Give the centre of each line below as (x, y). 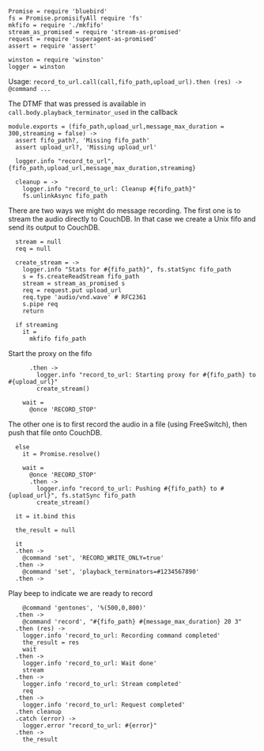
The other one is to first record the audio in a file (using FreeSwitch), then (128, 424)
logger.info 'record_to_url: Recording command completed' (122, 635)
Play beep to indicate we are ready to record (81, 593)
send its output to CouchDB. (54, 227)
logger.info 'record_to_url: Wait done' (90, 663)
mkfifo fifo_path (58, 339)
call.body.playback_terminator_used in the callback (93, 112)
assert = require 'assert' (53, 46)
